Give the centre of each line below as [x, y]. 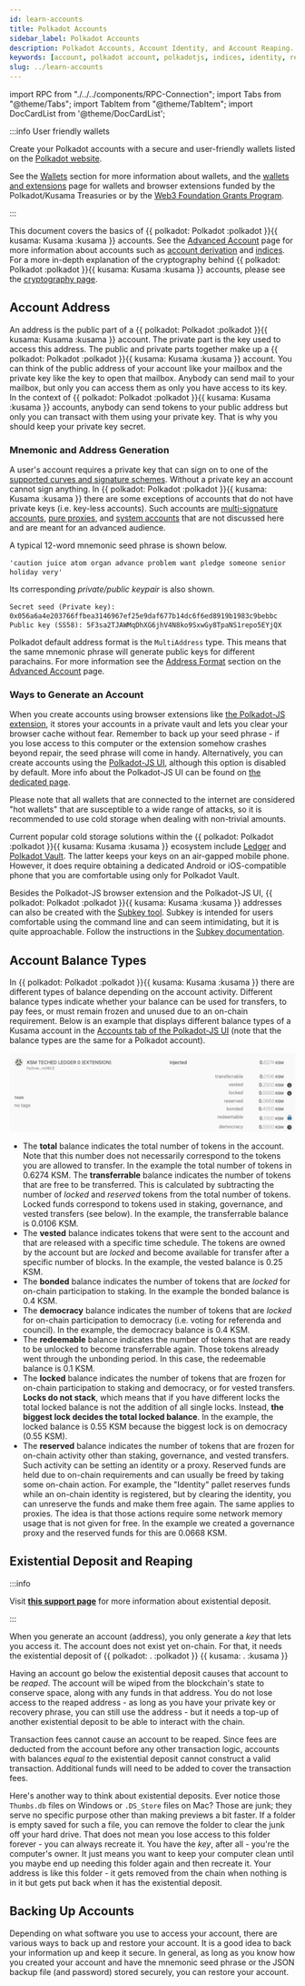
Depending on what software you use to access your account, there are [144, 1933]
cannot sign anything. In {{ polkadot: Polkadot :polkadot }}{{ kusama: [138, 489]
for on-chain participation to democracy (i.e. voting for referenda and [152, 1321]
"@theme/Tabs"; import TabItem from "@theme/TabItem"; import [131, 104]
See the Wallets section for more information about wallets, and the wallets [149, 176]
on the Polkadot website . [56, 158]
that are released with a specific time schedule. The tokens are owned [154, 1243]
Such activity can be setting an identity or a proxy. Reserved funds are [154, 1465]
